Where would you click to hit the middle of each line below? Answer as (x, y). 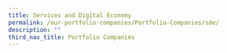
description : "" (35, 30)
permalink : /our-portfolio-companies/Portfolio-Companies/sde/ (114, 23)
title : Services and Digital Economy (70, 15)
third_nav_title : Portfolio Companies (71, 37)
